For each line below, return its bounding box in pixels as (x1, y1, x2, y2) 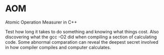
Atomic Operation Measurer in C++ (5, 19, 77, 25)
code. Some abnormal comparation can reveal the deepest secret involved (5, 39, 159, 45)
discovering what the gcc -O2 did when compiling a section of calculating (5, 34, 157, 40)
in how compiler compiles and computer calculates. (5, 44, 111, 50)
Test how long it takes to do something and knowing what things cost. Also (5, 28, 159, 34)
